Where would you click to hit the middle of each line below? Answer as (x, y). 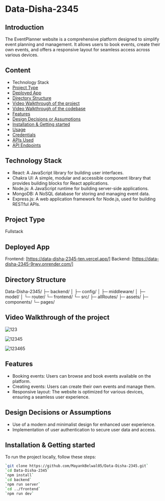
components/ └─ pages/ (30, 302)
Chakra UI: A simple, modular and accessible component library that (82, 178)
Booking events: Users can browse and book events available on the (82, 376)
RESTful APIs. (26, 204)
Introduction (25, 27)
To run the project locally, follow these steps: (50, 457)
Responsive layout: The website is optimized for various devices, (78, 391)
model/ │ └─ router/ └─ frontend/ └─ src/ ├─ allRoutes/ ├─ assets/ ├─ (77, 297)
